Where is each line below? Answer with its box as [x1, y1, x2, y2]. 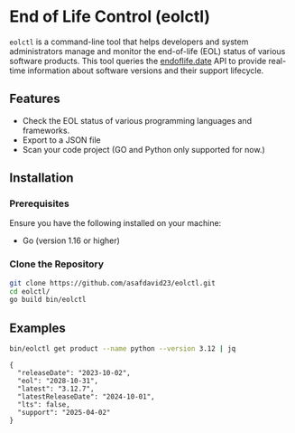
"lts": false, [17, 400, 70, 409]
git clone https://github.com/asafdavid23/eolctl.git [9, 278, 217, 287]
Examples [9, 320, 66, 335]
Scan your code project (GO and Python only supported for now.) [22, 144, 266, 155]
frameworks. [22, 125, 70, 136]
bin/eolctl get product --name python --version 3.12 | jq [9, 344, 236, 353]
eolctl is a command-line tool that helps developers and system [9, 36, 249, 47]
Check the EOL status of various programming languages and [22, 115, 253, 126]
